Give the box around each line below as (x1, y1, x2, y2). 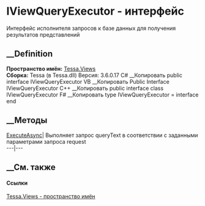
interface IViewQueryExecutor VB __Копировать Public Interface (6, 78, 170, 85)
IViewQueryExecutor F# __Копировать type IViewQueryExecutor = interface (6, 90, 199, 98)
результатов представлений (6, 31, 80, 38)
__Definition (6, 49, 53, 59)
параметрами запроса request (6, 138, 87, 145)
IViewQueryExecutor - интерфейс (6, 4, 185, 18)
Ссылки (6, 179, 28, 186)
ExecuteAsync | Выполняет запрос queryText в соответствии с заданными (6, 131, 198, 139)
